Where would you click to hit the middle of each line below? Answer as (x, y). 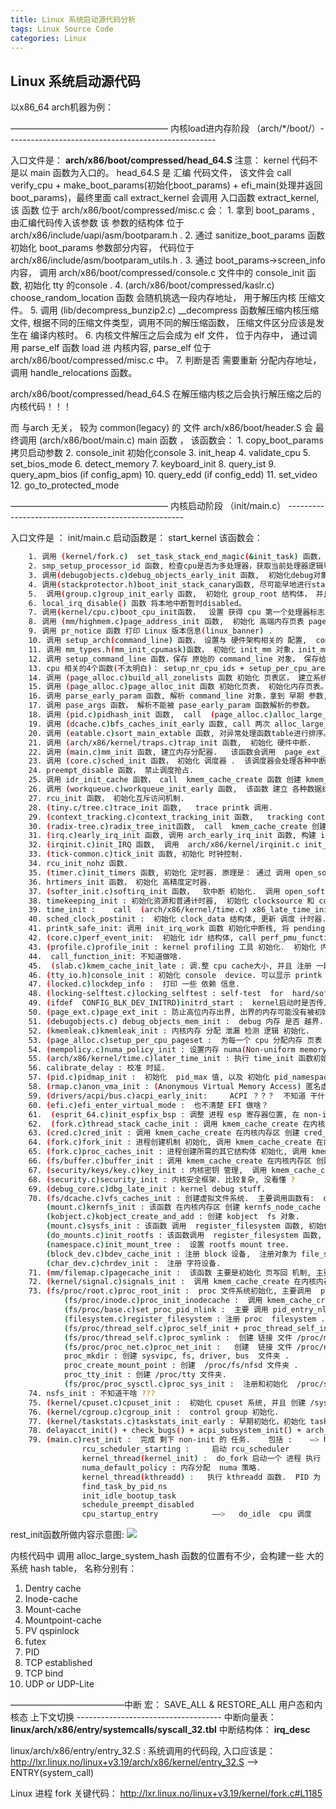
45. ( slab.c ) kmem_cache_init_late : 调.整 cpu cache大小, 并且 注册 (170, 966)
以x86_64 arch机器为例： (62, 107)
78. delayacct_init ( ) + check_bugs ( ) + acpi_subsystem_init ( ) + (165, 1431)
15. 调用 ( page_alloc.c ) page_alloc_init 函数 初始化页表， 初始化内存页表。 (178, 687)
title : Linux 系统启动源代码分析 (73, 19)
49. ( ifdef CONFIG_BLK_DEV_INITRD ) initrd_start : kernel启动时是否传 (176, 1003)
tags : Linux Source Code (62, 29)
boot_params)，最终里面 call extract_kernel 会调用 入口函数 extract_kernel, (165, 198)
